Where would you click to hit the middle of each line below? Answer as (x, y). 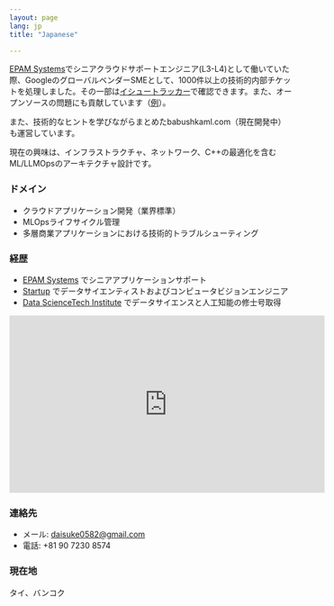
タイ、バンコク (37, 592)
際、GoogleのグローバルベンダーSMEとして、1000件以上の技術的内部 (139, 80)
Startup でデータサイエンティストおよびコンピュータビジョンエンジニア (155, 291)
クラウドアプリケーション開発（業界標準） (101, 210)
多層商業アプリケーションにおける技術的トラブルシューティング (140, 233)
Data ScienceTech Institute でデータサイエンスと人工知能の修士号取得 (152, 302)
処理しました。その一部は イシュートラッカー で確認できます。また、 (150, 92)
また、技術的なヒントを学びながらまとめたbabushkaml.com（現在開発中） (148, 122)
